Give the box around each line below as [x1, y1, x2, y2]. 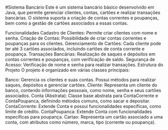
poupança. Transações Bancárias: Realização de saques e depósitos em [5, 51, 156, 57]
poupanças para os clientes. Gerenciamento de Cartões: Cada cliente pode [5, 40, 161, 46]
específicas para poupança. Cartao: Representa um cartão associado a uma [5, 114, 163, 119]
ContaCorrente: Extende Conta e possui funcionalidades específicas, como [5, 103, 161, 109]
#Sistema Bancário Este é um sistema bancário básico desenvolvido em [5, 4, 154, 10]
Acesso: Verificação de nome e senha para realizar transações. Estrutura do [5, 62, 163, 67]
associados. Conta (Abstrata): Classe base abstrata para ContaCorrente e [5, 92, 158, 98]
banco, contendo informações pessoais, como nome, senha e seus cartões [5, 87, 161, 93]
